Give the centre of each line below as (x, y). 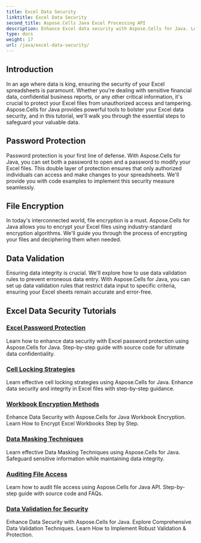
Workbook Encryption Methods (53, 404)
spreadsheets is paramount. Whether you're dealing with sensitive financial (99, 90)
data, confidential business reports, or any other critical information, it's (95, 96)
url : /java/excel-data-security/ (48, 46)
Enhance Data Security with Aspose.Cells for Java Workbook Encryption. (96, 417)
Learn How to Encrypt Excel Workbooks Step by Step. (73, 424)
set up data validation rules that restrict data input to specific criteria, (91, 286)
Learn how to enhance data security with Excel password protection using (98, 341)
